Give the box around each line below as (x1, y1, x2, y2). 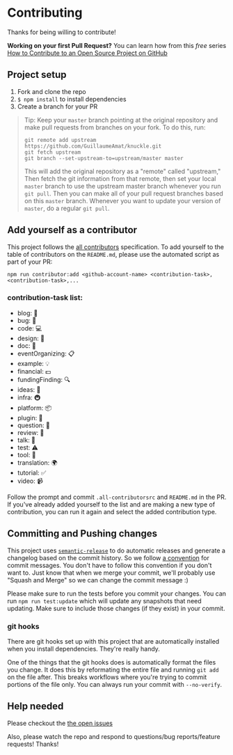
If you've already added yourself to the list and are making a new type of (7, 500, 216, 509)
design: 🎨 (17, 334, 45, 342)
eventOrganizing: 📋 (17, 349, 75, 358)
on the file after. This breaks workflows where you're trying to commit (7, 673, 207, 681)
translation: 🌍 (17, 458, 58, 467)
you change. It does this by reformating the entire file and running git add (7, 665, 219, 674)
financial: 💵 (17, 367, 51, 375)
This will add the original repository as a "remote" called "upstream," (24, 167, 221, 175)
